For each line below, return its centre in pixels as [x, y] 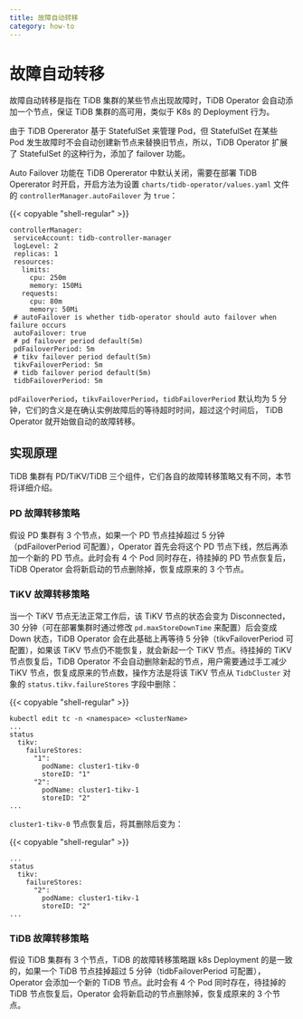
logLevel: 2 [36, 246]
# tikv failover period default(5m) [82, 357]
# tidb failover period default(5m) [82, 373]
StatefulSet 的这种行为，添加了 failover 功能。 [105, 154]
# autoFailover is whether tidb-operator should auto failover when [145, 318]
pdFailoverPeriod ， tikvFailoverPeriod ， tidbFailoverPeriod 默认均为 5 [143, 399]
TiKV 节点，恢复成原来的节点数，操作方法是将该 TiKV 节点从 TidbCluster [145, 672]
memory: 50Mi [54, 310]
